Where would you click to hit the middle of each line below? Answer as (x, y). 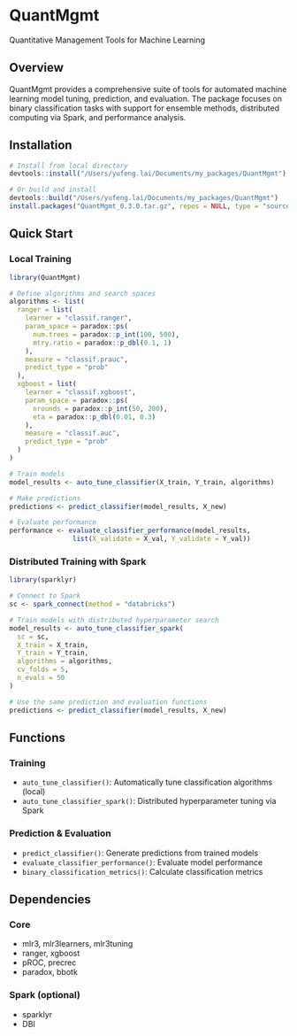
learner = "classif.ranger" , (79, 318)
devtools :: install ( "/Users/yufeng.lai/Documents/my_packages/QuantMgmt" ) (148, 174)
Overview (37, 68)
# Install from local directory (69, 166)
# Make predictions (45, 498)
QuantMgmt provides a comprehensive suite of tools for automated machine (148, 89)
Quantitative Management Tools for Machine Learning (107, 40)
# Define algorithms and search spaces (83, 293)
